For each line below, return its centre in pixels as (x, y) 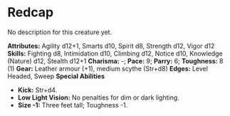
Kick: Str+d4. (37, 90)
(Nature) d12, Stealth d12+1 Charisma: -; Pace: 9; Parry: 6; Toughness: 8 (115, 60)
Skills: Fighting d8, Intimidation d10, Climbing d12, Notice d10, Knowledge (115, 53)
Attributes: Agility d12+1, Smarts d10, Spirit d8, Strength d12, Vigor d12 (111, 46)
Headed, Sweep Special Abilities (56, 76)
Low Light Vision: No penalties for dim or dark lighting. (98, 97)
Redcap (31, 12)
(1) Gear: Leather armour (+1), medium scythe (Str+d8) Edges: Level (108, 68)
